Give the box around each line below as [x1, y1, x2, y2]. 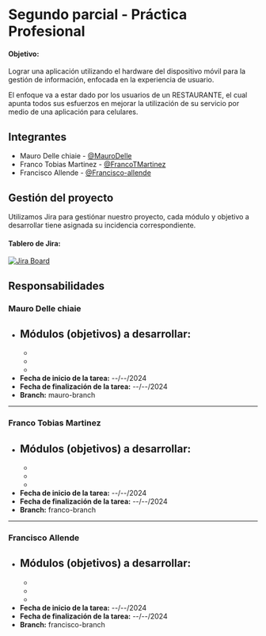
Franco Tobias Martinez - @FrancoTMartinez [19, 160, 166, 169]
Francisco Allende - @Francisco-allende [19, 168, 152, 177]
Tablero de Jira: [8, 238, 61, 248]
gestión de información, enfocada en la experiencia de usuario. [8, 75, 215, 85]
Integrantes [8, 130, 67, 143]
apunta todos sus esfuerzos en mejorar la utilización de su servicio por [8, 99, 240, 109]
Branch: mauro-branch [19, 390, 96, 400]
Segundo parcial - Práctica [8, 6, 188, 24]
